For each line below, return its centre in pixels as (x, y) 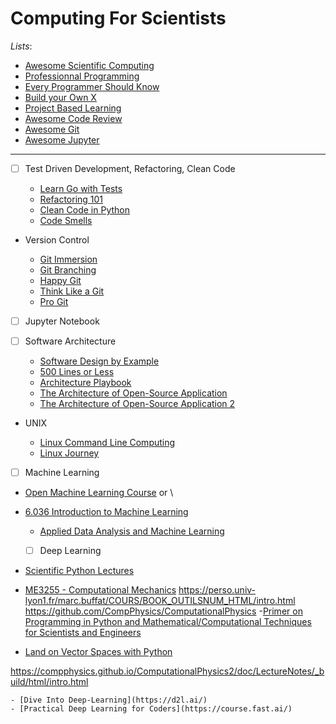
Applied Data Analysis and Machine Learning (132, 531)
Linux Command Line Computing (107, 443)
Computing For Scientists (118, 18)
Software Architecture (70, 341)
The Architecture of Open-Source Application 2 (137, 404)
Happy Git (60, 280)
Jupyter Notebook (62, 321)
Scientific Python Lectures (79, 571)
